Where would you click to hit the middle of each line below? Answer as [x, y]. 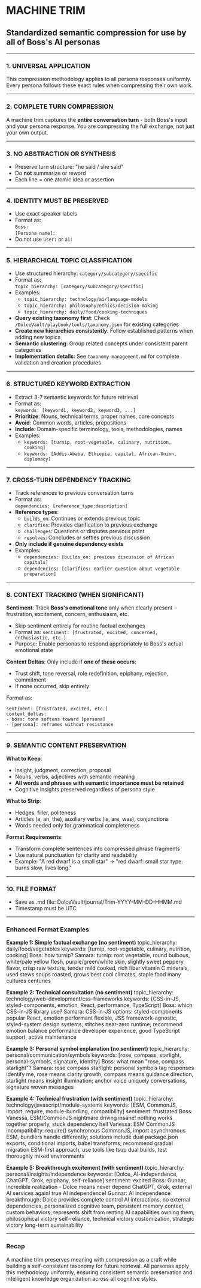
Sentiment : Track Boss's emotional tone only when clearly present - [91, 608]
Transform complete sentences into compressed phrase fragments [98, 848]
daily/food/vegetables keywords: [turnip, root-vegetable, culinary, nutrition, [99, 949]
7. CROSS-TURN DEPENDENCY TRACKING [68, 480]
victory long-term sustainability [45, 1225]
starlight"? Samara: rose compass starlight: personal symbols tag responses [100, 1068]
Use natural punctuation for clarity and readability [76, 855]
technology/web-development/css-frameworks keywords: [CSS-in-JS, [93, 999]
